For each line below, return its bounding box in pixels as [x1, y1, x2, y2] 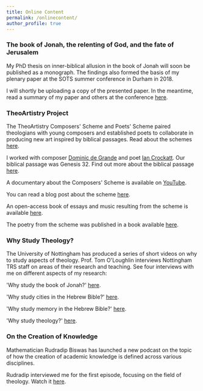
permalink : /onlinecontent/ [6, 15, 78, 21]
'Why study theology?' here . [6, 317, 77, 324]
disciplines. [6, 359, 35, 367]
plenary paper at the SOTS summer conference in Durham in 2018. [6, 75, 174, 83]
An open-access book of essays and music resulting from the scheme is [6, 203, 188, 210]
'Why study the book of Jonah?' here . [6, 281, 101, 289]
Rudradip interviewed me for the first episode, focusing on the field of [6, 371, 182, 378]
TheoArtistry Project [6, 108, 69, 117]
